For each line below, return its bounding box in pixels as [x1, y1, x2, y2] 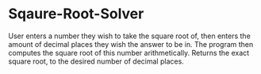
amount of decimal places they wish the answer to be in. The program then [8, 39, 254, 49]
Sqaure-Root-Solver [8, 5, 144, 23]
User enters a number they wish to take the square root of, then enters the [8, 31, 251, 41]
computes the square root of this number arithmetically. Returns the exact [8, 48, 250, 57]
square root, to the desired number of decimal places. [8, 56, 184, 66]
